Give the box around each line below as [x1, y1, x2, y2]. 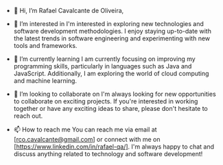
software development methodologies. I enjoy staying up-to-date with [13, 27, 211, 35]
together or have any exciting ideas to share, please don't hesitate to [13, 105, 208, 112]
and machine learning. [13, 77, 78, 85]
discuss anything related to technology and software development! [13, 150, 203, 157]
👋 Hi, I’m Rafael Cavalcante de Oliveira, [13, 7, 124, 14]
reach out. [13, 112, 43, 120]
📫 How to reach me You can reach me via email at [13, 125, 157, 134]
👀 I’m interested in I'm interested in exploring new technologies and [13, 20, 204, 27]
